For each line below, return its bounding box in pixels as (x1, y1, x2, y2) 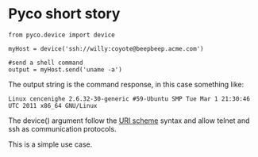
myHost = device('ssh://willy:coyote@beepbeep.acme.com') (8, 44, 204, 52)
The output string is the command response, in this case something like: (8, 79, 245, 89)
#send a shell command (8, 59, 83, 67)
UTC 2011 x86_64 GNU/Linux (8, 101, 98, 109)
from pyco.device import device (8, 31, 115, 39)
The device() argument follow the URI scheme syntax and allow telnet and (8, 116, 250, 125)
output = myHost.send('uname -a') (8, 65, 123, 74)
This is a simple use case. (8, 140, 93, 149)
